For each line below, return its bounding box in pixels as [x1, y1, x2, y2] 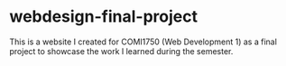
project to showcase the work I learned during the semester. [9, 45, 234, 56]
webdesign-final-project [9, 6, 198, 27]
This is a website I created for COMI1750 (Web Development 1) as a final [9, 36, 278, 47]
